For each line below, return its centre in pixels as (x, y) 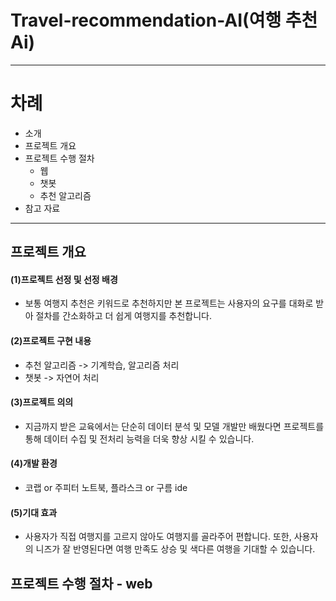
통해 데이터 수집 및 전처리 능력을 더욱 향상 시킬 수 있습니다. (139, 438)
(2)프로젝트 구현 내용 (51, 341)
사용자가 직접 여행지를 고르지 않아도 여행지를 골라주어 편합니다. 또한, (158, 537)
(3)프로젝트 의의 (42, 402)
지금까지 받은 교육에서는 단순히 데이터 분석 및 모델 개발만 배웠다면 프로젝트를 (174, 426)
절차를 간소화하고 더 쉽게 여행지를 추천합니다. (123, 316)
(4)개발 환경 (34, 463)
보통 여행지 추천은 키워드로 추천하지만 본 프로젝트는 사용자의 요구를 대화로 (169, 303)
